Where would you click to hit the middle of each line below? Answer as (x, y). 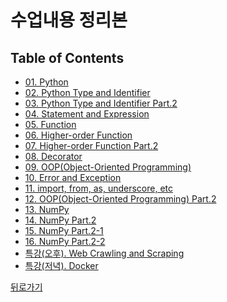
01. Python (46, 82)
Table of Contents (67, 57)
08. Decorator (53, 156)
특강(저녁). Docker (61, 265)
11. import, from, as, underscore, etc (98, 188)
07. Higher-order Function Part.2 (91, 145)
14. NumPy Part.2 (60, 220)
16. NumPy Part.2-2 (65, 241)
